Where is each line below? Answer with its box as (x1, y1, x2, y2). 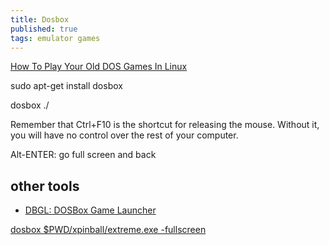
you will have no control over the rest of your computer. (10, 129, 239, 141)
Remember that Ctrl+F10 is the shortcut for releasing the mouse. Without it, (10, 119, 320, 131)
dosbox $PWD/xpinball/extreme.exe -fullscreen (10, 224, 207, 236)
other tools (10, 177, 80, 195)
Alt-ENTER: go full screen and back (10, 149, 157, 161)
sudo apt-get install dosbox (10, 80, 123, 92)
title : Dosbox (10, 14, 70, 25)
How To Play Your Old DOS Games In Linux (10, 61, 188, 73)
